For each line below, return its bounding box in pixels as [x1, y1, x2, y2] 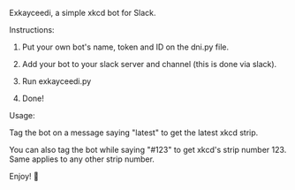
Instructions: [9, 25, 55, 34]
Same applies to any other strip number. [9, 154, 155, 164]
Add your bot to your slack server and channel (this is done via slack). [21, 59, 277, 69]
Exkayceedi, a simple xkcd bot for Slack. [9, 8, 156, 18]
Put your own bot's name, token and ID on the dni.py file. [21, 42, 230, 52]
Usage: [9, 110, 35, 120]
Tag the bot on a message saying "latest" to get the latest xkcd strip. [9, 127, 259, 138]
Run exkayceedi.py [21, 76, 92, 87]
